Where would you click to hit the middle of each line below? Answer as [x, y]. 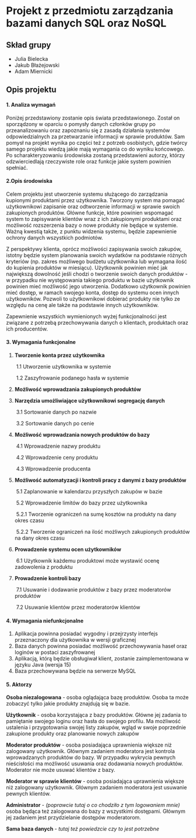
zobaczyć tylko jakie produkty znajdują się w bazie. [68, 704]
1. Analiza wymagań [31, 104]
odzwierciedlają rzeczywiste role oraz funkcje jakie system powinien [89, 161]
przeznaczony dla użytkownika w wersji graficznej [75, 640]
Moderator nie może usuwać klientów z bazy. [61, 770]
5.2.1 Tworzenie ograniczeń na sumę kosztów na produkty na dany [96, 514]
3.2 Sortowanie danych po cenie [55, 423]
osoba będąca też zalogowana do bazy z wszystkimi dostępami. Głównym [96, 811]
